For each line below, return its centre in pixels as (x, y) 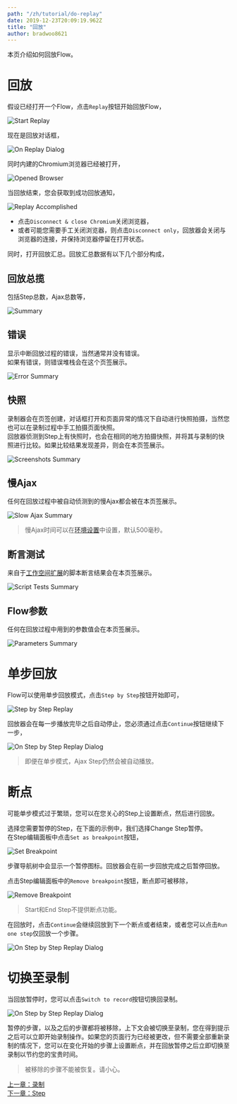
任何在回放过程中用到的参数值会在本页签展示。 (75, 629)
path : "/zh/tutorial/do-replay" (55, 14)
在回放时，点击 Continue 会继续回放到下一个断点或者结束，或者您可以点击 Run (117, 924)
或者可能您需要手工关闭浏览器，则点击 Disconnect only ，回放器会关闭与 (122, 230)
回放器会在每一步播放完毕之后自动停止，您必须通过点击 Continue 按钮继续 (113, 724)
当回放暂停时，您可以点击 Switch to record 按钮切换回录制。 (95, 999)
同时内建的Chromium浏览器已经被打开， (66, 164)
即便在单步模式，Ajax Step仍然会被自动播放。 (91, 761)
